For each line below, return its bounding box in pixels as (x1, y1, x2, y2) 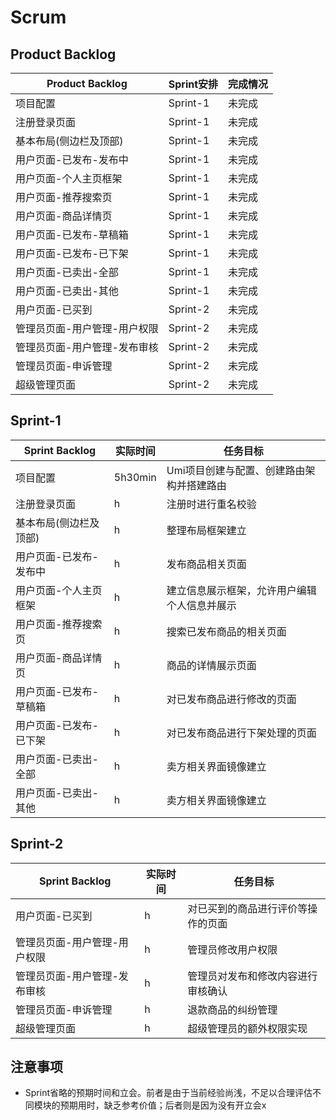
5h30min (113, 470, 157, 484)
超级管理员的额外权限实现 (187, 1021, 308, 1035)
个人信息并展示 (166, 598, 237, 612)
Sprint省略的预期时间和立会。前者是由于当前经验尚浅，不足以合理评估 (24, 1087, 313, 1099)
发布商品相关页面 (166, 557, 247, 571)
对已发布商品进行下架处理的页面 (166, 726, 317, 740)
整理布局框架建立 (166, 523, 247, 537)
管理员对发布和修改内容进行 (187, 969, 318, 983)
